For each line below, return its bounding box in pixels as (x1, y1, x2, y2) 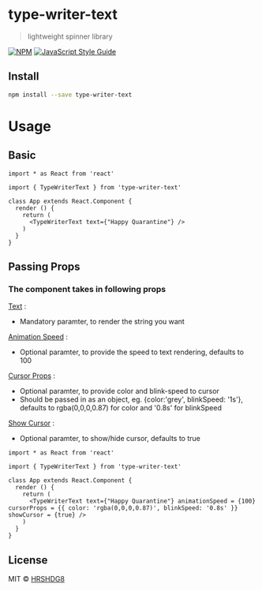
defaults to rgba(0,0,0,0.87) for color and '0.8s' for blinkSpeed (19, 403, 223, 413)
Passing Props (8, 260, 80, 274)
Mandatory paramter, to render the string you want (19, 317, 185, 327)
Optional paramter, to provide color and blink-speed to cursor (19, 387, 219, 396)
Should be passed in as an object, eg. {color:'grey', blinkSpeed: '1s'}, (19, 395, 243, 404)
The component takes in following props (8, 283, 167, 294)
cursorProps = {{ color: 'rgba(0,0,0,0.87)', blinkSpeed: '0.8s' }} (8, 504, 238, 512)
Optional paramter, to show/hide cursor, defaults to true (19, 434, 201, 443)
